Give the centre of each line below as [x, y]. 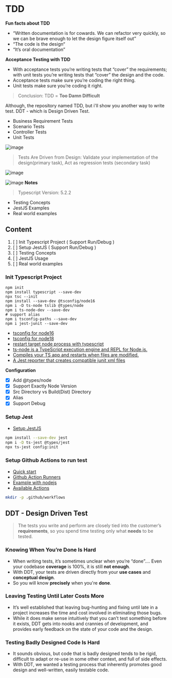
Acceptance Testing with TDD [38, 59]
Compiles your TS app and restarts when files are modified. [76, 355]
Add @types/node [32, 380]
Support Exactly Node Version [45, 386]
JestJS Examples [31, 208]
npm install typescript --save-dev [43, 292]
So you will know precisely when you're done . [62, 583]
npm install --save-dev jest [36, 438]
